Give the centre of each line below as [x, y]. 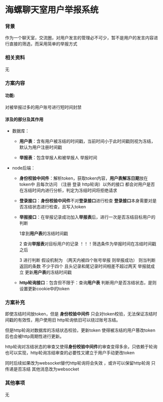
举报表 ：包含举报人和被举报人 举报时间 [58, 158]
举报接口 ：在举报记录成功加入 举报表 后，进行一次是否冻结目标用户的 [87, 217]
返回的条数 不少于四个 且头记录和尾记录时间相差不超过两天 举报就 [85, 266]
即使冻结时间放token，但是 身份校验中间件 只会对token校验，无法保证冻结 [79, 314]
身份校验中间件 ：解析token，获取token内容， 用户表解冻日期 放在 [83, 178]
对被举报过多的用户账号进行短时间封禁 [43, 107]
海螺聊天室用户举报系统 [52, 10]
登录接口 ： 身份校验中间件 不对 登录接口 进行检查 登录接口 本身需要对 [86, 201]
